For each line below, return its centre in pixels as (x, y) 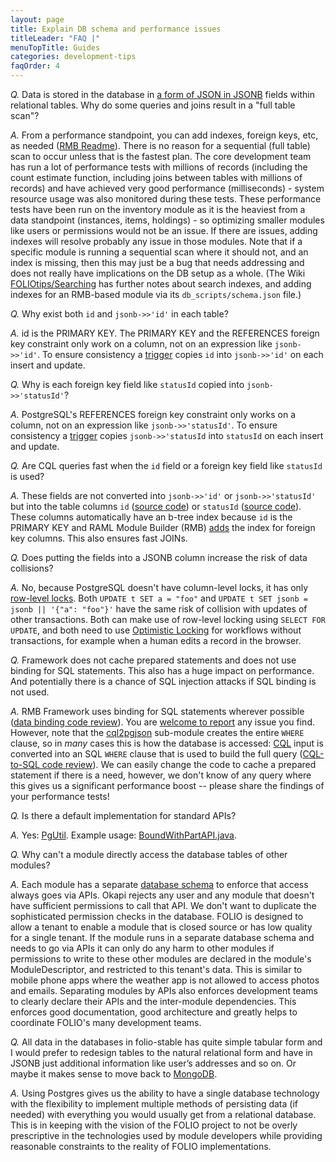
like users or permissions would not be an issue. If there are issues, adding (164, 230)
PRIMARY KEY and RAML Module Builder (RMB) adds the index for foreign (163, 527)
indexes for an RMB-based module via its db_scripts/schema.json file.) (156, 294)
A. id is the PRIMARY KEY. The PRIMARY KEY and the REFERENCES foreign (165, 333)
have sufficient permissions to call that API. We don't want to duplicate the (163, 905)
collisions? (32, 568)
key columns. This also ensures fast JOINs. (99, 538)
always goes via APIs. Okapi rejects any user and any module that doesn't (162, 895)
